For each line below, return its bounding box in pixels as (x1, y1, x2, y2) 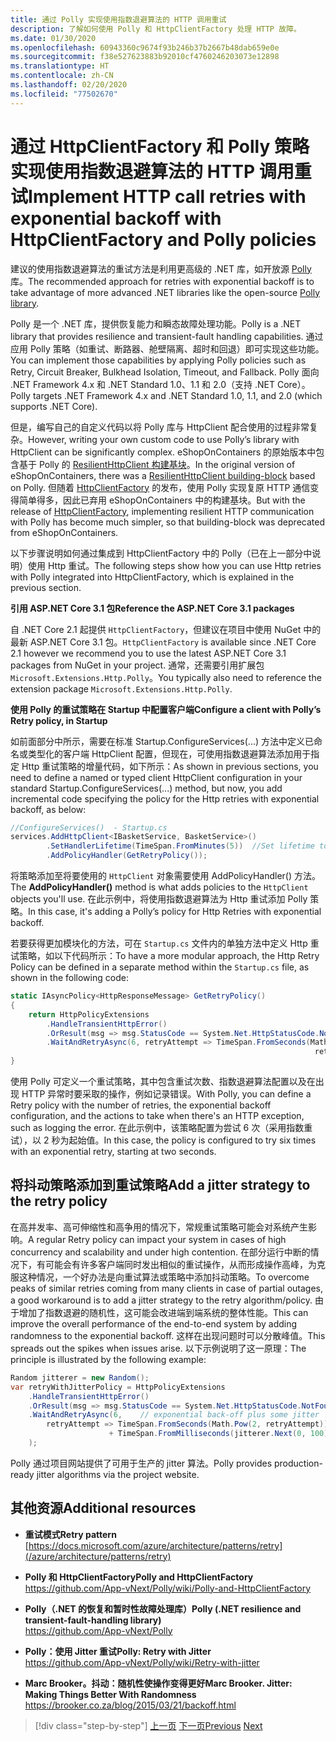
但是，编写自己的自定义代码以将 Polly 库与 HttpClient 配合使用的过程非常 (10, 421, 310, 433)
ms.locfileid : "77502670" (10, 89, 118, 99)
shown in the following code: (10, 972, 129, 984)
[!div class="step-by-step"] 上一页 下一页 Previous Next (34, 1719, 263, 1731)
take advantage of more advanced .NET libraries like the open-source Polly (10, 286, 320, 298)
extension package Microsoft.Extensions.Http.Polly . (10, 682, 233, 695)
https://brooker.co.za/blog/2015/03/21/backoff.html (24, 1699, 237, 1711)
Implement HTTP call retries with (28, 185, 307, 208)
